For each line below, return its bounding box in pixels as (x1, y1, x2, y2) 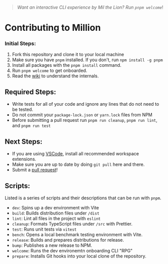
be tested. (12, 106, 33, 113)
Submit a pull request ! (12, 167, 58, 173)
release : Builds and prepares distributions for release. (12, 237, 124, 243)
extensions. (12, 156, 36, 162)
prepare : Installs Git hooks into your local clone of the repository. (12, 253, 147, 259)
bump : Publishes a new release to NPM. (12, 242, 92, 248)
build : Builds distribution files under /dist (12, 210, 99, 216)
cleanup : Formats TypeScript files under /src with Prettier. (12, 221, 133, 227)
